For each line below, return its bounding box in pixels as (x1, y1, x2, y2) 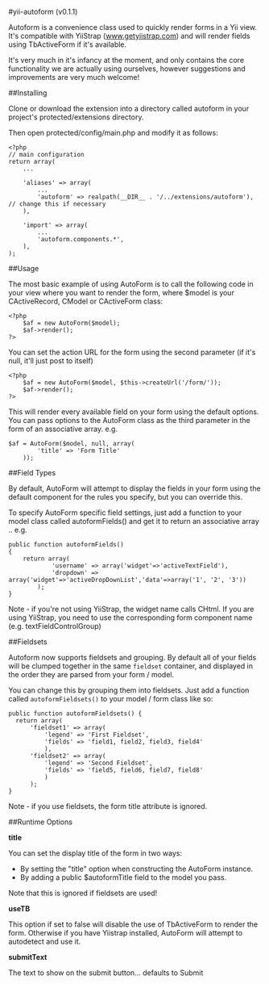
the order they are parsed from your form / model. (8, 670, 175, 679)
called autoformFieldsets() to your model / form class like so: (8, 694, 213, 703)
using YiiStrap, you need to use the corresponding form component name (8, 613, 253, 622)
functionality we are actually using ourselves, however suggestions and (8, 64, 246, 73)
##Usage (8, 264, 39, 273)
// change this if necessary (8, 200, 106, 208)
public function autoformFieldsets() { (8, 710, 143, 718)
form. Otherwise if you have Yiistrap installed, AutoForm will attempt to (8, 928, 243, 937)
